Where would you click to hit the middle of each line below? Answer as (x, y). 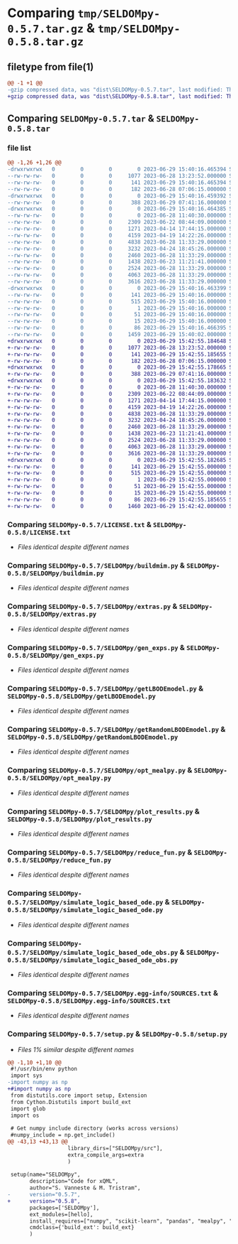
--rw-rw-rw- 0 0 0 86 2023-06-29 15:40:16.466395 (117, 328)
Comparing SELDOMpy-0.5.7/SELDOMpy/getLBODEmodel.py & (106, 688)
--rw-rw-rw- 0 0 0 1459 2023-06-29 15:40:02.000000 (117, 335)
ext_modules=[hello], (61, 1214)
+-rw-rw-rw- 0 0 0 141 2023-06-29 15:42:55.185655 (117, 354)
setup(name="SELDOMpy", (45, 1175)
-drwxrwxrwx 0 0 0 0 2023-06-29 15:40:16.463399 (117, 288)
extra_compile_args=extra (106, 1155)
